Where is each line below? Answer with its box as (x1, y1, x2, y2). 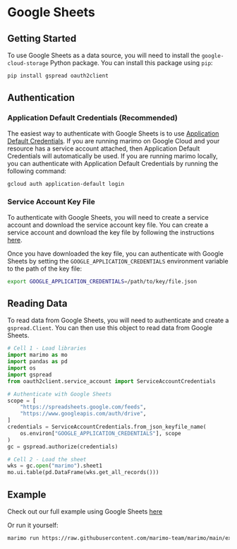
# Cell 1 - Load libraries (7, 345, 87, 352)
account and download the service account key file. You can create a (7, 220, 209, 229)
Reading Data (7, 297, 68, 309)
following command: (7, 167, 67, 175)
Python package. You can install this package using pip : (50, 59, 213, 67)
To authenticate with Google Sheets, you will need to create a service (7, 213, 209, 221)
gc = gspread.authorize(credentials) (7, 443, 119, 450)
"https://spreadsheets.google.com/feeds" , (20, 403, 147, 411)
